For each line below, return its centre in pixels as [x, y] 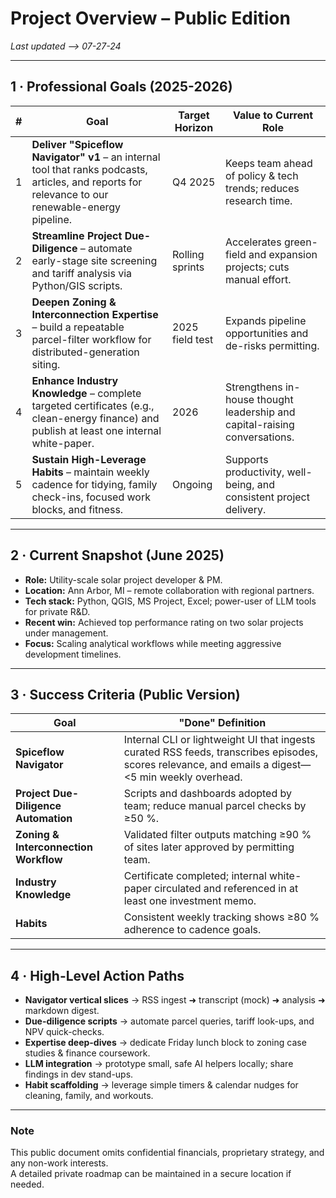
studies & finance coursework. [87, 1053]
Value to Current [273, 115]
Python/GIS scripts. [77, 285]
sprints [188, 267]
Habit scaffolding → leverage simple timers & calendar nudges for [161, 1085]
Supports [246, 459]
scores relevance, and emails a [196, 765]
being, [239, 484]
